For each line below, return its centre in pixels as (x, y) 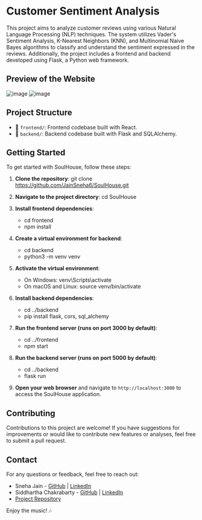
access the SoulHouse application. (58, 394)
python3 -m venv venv (52, 257)
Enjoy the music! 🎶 (29, 510)
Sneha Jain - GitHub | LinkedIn (53, 486)
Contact (22, 460)
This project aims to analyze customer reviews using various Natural (91, 28)
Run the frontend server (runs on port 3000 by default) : (86, 328)
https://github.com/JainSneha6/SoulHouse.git (72, 185)
